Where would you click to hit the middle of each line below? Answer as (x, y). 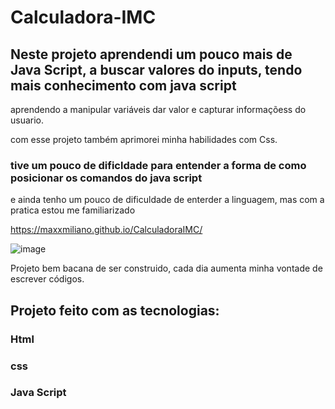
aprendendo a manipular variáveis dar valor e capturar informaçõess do (158, 109)
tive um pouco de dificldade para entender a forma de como (158, 165)
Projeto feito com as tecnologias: (115, 310)
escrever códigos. (47, 279)
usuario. (27, 120)
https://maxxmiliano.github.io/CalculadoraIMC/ (106, 230)
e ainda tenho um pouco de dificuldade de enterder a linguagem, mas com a (167, 200)
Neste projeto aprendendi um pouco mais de (151, 54)
